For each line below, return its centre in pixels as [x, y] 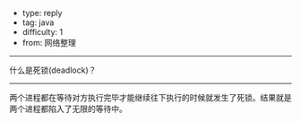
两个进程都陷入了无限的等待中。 [68, 109]
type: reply [42, 13]
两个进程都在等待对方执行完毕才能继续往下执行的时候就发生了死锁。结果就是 [150, 97]
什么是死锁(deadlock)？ [53, 70]
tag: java [38, 22]
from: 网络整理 [49, 43]
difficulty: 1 [43, 32]
